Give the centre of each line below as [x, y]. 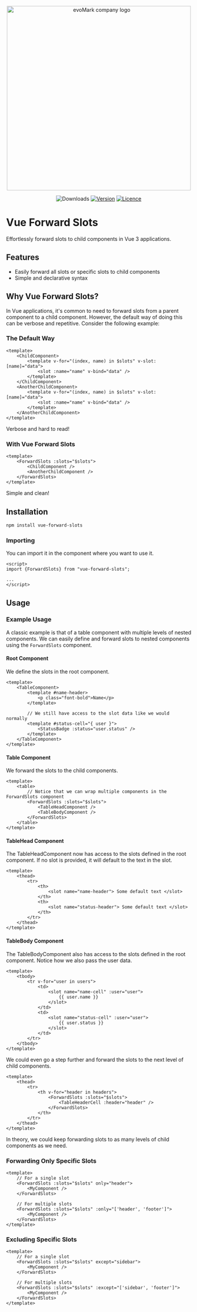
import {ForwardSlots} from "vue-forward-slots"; [68, 570]
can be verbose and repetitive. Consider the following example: [83, 323]
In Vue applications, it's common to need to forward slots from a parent [93, 310]
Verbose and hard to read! [38, 428]
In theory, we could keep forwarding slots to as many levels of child [88, 1139]
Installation [27, 511]
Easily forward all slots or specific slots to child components [87, 271]
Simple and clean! [28, 493]
